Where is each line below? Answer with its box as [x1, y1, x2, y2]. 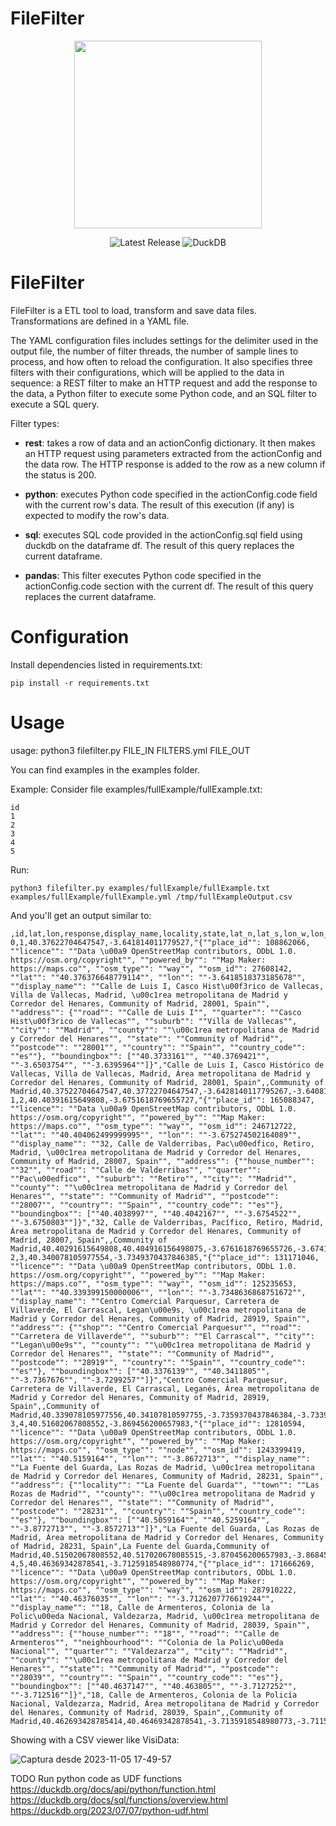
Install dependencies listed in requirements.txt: [10, 658, 203, 671]
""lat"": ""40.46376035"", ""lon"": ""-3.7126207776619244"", [10, 1593, 275, 1604]
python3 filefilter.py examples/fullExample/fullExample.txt [10, 883, 271, 893]
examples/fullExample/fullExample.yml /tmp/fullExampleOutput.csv [10, 892, 293, 902]
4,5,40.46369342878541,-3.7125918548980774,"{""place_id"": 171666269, [10, 1558, 315, 1569]
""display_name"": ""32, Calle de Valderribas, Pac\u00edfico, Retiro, [10, 1138, 315, 1149]
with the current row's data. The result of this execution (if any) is [24, 498, 295, 511]
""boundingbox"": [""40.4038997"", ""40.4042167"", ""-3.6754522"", [10, 1208, 302, 1219]
